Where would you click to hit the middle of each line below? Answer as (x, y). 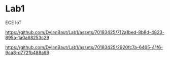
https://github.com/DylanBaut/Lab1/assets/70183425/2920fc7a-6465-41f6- (84, 47)
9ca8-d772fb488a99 (27, 52)
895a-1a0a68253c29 (27, 37)
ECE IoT (13, 22)
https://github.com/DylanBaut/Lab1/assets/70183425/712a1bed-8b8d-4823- (85, 32)
